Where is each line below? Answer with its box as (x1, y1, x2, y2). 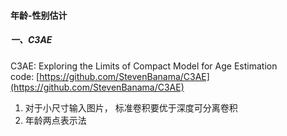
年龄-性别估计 (10, 9, 68, 21)
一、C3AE (10, 34, 53, 46)
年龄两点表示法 (24, 114, 87, 126)
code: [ (10, 70, 40, 82)
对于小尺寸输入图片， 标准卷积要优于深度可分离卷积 (24, 101, 238, 114)
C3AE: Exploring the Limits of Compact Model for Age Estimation (10, 60, 278, 72)
